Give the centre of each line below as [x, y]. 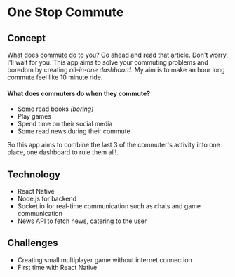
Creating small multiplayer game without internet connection [105, 259]
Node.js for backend [47, 199]
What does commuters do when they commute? [79, 93]
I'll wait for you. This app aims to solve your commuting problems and [108, 62]
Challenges [33, 243]
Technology [34, 174]
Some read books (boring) [55, 109]
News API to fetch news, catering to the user [82, 221]
